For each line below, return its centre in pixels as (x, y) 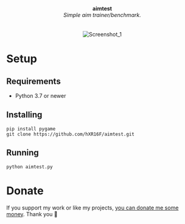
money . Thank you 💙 (32, 214)
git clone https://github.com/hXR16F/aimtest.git (71, 134)
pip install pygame (31, 129)
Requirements (33, 81)
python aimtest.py (30, 167)
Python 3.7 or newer (40, 96)
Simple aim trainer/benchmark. (102, 15)
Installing (24, 115)
